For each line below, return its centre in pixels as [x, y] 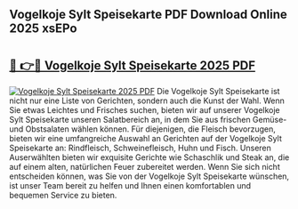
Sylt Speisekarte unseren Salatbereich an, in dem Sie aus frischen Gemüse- [148, 120]
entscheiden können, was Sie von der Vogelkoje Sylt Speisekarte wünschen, [149, 176]
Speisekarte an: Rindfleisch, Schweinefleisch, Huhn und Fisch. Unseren [140, 148]
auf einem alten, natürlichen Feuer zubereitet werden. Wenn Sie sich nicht [145, 167]
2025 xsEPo [43, 29]
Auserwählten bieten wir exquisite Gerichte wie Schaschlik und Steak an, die [149, 157]
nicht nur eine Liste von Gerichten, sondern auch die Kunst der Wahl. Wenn [147, 100]
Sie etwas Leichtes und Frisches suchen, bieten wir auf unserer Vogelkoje [145, 110]
